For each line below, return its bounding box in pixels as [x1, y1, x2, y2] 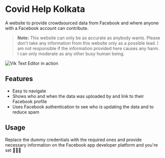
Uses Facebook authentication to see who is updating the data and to [12, 103, 154, 110]
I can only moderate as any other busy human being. [17, 51, 125, 57]
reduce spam [12, 109, 40, 115]
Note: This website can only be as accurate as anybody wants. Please [17, 35, 161, 41]
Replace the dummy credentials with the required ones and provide [5, 137, 142, 143]
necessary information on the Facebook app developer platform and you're [5, 142, 158, 148]
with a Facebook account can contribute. [5, 25, 89, 31]
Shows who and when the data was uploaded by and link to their [12, 93, 144, 99]
